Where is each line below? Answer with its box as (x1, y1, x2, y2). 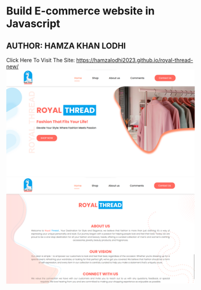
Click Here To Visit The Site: (6, 57, 75, 63)
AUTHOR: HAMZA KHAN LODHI (6, 41, 126, 51)
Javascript (6, 17, 61, 30)
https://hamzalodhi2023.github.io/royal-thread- (76, 57, 193, 63)
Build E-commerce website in (6, 4, 155, 18)
